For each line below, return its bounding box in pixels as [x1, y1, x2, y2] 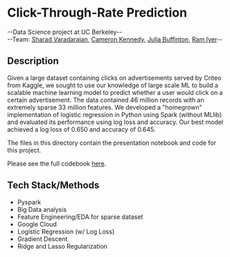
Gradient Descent [17, 234, 68, 243]
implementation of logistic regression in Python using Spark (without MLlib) [7, 110, 222, 118]
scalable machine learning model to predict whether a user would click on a [7, 88, 223, 96]
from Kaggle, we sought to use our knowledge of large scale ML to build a [7, 81, 218, 89]
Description [7, 55, 59, 67]
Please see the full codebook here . [7, 159, 107, 168]
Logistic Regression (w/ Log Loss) [17, 227, 115, 236]
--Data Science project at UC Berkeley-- [7, 28, 123, 36]
